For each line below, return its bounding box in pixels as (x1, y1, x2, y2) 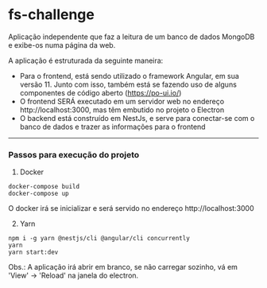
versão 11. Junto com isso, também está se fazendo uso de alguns (19, 80, 237, 89)
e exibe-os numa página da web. (8, 40, 116, 49)
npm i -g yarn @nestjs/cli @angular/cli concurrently (8, 235, 191, 243)
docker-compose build (8, 183, 80, 191)
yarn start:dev (8, 248, 59, 256)
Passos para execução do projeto (8, 149, 140, 160)
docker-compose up (8, 189, 69, 198)
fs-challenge (8, 6, 95, 24)
